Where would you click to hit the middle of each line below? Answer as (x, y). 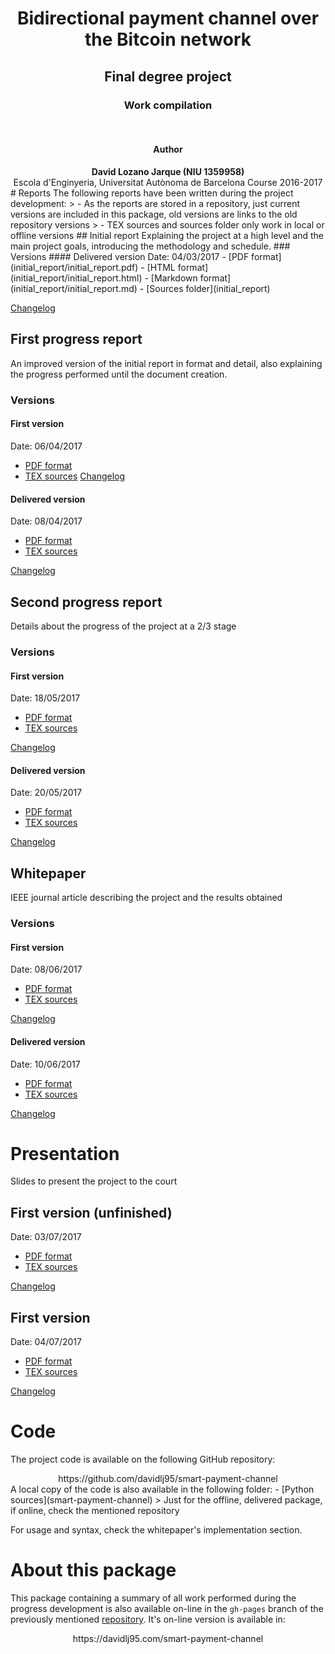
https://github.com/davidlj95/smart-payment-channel (168, 1478)
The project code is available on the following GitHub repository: (143, 1459)
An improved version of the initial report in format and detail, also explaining (166, 363)
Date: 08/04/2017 (46, 521)
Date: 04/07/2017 (46, 1342)
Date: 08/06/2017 (46, 969)
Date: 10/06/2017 (45, 1064)
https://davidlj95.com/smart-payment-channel (168, 1638)
